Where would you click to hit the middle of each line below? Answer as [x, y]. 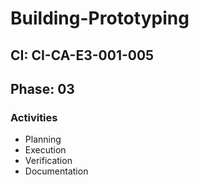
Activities [34, 117]
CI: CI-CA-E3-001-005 [82, 55]
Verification [48, 161]
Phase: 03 [42, 88]
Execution [45, 150]
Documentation [56, 171]
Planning [43, 139]
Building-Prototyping [100, 18]
